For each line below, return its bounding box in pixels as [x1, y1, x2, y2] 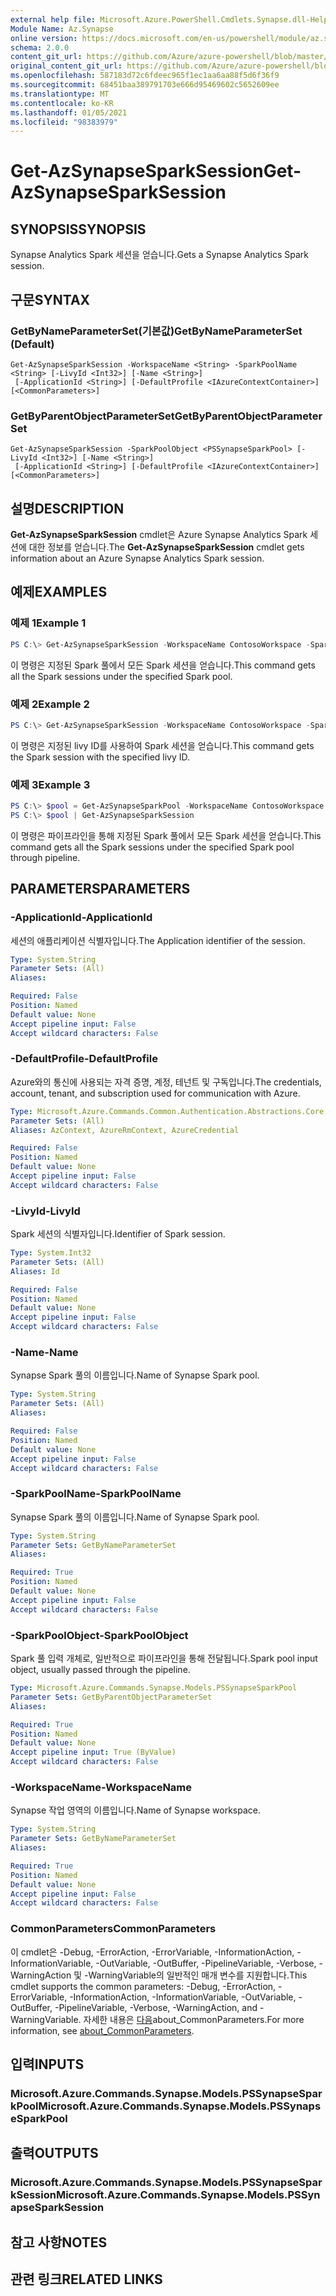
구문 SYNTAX [10, 291, 91, 308]
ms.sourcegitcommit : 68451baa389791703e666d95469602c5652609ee [10, 80, 280, 90]
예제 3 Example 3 [10, 777, 91, 791]
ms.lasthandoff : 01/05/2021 [10, 107, 128, 118]
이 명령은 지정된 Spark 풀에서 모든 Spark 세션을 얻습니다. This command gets [10, 659, 316, 671]
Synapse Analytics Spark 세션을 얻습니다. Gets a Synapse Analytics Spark [10, 249, 310, 261]
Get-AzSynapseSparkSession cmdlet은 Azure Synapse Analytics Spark [10, 529, 308, 541]
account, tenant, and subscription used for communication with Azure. [10, 1087, 301, 1099]
